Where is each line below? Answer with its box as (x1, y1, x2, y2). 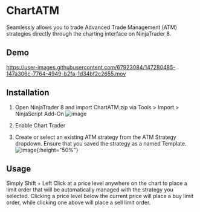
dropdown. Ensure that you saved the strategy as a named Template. (15, 140, 187, 147)
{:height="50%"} (36, 146, 79, 153)
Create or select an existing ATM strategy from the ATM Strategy (15, 133, 176, 141)
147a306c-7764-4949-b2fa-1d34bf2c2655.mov (6, 70, 126, 77)
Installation (6, 88, 50, 98)
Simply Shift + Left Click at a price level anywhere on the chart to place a (6, 179, 187, 187)
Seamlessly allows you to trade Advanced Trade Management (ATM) (6, 24, 177, 31)
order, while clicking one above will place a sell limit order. (6, 199, 151, 206)
